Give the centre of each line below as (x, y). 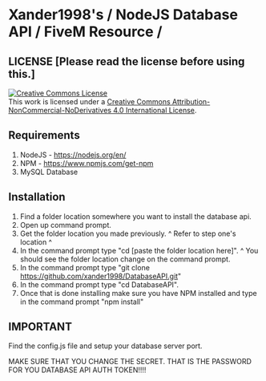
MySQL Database (49, 172)
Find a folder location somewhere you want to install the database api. (136, 216)
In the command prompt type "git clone (85, 267)
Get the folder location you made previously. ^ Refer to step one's (128, 233)
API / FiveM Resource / (85, 32)
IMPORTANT (40, 327)
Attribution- (191, 101)
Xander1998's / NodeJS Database (123, 15)
